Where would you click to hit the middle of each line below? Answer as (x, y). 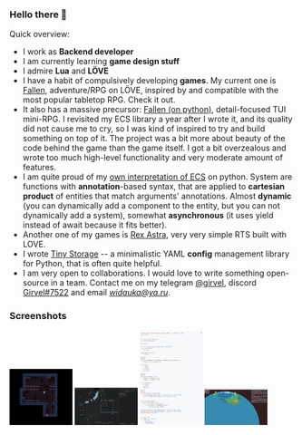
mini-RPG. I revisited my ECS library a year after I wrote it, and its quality (157, 119)
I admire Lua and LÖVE (65, 71)
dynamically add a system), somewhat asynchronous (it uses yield (148, 216)
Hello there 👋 (39, 14)
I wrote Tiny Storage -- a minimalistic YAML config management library (156, 254)
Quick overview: (40, 34)
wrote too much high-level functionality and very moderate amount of (153, 158)
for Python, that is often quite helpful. (92, 264)
